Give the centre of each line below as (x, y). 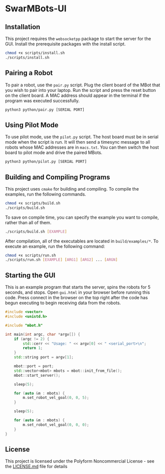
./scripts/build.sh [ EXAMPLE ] (36, 232)
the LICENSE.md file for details (36, 467)
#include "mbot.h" (24, 325)
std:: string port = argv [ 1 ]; (44, 357)
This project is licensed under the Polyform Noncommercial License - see (80, 461)
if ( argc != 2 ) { (32, 339)
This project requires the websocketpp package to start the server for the (78, 39)
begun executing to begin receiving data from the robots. (63, 303)
